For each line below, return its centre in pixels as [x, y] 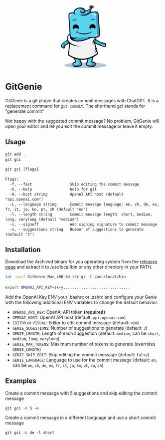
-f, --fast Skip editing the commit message [75, 184]
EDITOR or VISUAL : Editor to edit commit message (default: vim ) [76, 322]
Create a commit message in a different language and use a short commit [81, 417]
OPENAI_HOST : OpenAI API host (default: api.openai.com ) [69, 317]
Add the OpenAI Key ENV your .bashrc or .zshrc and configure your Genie [81, 297]
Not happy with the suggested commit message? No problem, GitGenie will [82, 121]
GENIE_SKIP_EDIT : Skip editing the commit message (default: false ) [81, 354]
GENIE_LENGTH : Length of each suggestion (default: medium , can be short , [86, 333]
